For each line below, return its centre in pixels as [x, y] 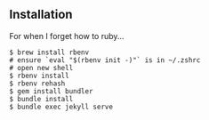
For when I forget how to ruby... [67, 36]
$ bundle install [41, 99]
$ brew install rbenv [49, 52]
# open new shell [41, 68]
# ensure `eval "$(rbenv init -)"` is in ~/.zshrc [105, 60]
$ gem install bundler [51, 91]
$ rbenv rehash [37, 84]
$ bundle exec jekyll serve [61, 107]
